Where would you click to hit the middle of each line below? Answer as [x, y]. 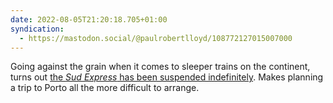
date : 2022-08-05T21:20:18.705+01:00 [89, 19]
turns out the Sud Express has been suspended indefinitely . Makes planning [167, 77]
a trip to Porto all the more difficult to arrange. [105, 88]
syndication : [37, 29]
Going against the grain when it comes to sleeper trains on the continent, [160, 67]
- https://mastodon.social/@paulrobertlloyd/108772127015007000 [156, 38]
